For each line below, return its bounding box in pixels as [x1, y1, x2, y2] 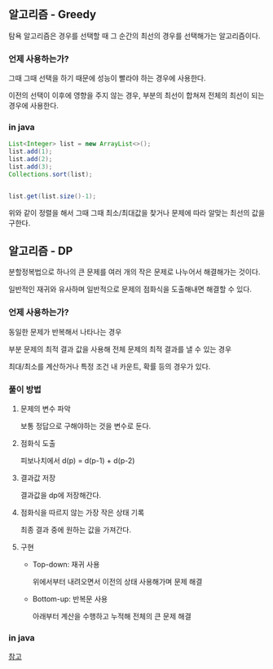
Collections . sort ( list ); [8, 170, 93, 178]
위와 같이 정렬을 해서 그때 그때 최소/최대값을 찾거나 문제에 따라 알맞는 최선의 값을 [8, 208, 266, 217]
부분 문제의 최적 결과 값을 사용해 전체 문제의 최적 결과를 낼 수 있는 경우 [8, 344, 232, 354]
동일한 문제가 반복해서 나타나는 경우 [8, 326, 122, 336]
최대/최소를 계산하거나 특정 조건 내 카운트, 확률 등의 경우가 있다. [8, 361, 211, 371]
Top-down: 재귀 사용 [32, 560, 100, 570]
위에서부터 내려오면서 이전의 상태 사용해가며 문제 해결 [32, 577, 203, 587]
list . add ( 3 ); [8, 163, 53, 171]
